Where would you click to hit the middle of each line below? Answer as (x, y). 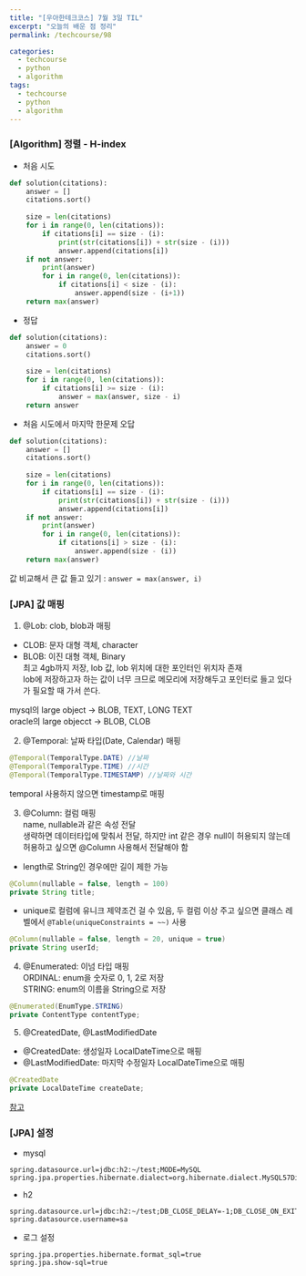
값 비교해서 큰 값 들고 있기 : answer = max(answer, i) (106, 578)
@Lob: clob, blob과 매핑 (67, 626)
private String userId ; (55, 948)
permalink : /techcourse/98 (61, 35)
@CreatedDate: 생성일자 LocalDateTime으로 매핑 (112, 1051)
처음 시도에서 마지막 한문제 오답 (78, 424)
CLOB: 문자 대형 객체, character (80, 645)
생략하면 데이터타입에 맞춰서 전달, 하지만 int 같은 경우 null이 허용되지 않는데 (157, 836)
